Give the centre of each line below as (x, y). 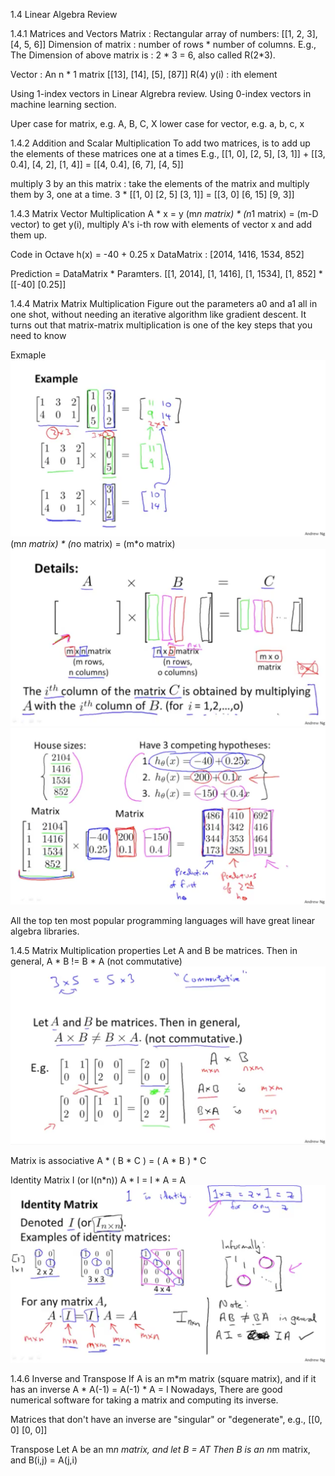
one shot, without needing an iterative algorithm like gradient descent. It (158, 314)
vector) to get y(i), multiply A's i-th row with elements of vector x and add (161, 224)
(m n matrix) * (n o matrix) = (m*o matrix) (93, 544)
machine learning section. (63, 104)
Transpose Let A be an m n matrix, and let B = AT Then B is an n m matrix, (160, 1449)
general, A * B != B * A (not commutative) (96, 961)
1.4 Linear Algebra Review (64, 14)
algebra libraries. (45, 931)
